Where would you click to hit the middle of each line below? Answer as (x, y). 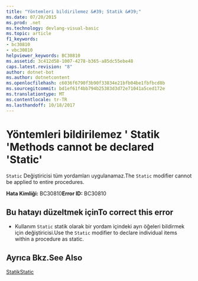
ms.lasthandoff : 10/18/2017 (41, 105)
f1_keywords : (22, 39)
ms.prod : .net (24, 22)
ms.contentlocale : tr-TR (37, 99)
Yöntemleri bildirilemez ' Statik (83, 134)
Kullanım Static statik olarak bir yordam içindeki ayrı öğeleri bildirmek (100, 227)
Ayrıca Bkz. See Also (44, 258)
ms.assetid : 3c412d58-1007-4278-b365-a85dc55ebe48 (70, 61)
